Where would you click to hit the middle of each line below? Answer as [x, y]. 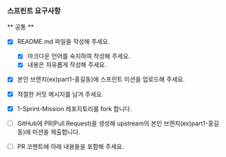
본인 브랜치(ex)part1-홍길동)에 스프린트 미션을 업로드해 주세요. [101, 80]
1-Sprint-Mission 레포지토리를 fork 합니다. [75, 108]
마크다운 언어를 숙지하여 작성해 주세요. [79, 56]
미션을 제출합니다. [56, 132]
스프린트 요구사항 [34, 10]
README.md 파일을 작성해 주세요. [63, 42]
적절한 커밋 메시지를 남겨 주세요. [60, 94]
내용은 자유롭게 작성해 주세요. [67, 65]
